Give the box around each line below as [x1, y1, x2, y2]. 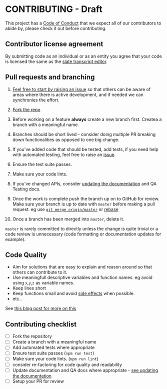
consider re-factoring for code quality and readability [12, 361, 122, 367]
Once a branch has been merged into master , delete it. [12, 216, 124, 222]
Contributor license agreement [5, 40, 103, 48]
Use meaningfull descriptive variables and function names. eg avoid [12, 274, 152, 280]
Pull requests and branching [5, 73, 95, 81]
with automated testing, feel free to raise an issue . [12, 151, 116, 157]
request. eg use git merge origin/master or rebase [12, 206, 118, 212]
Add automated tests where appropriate [12, 344, 95, 350]
